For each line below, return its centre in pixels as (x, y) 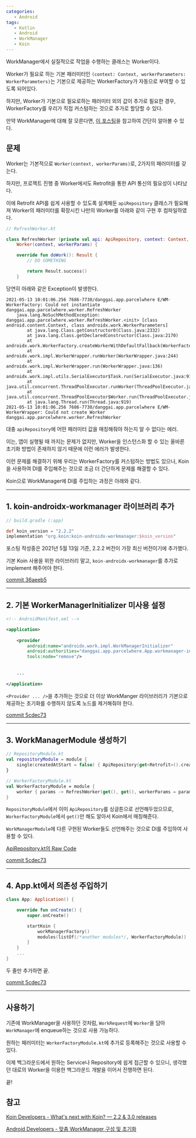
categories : (20, 11)
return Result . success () (57, 271)
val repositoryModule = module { (47, 759)
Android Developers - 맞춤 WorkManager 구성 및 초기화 (71, 1129)
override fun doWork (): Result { (57, 255)
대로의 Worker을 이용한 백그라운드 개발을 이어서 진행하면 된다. (83, 1070)
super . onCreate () (48, 915)
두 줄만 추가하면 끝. (28, 970)
